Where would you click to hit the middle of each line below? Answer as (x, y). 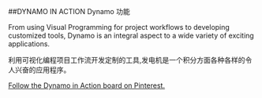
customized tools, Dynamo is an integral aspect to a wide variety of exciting (131, 35)
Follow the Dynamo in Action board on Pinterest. (87, 85)
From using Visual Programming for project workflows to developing (119, 27)
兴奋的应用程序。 (43, 70)
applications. (29, 44)
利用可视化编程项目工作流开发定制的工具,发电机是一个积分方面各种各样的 (127, 60)
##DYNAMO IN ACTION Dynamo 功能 (69, 11)
